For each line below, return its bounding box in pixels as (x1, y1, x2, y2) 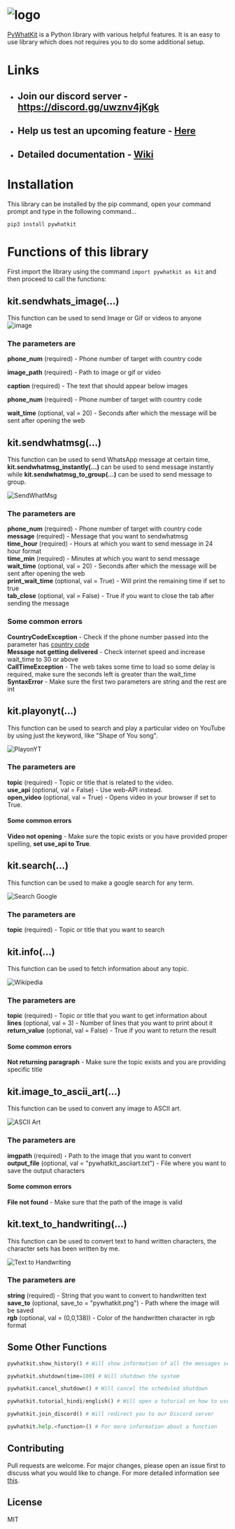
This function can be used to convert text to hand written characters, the (7, 1237, 217, 1245)
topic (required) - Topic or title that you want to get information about (7, 1012, 208, 1020)
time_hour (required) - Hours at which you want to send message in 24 (7, 540, 213, 548)
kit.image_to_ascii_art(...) (7, 1085, 121, 1097)
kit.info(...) (7, 946, 55, 958)
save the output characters (7, 1166, 85, 1174)
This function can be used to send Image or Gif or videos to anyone (7, 313, 202, 322)
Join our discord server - (17, 90, 128, 102)
